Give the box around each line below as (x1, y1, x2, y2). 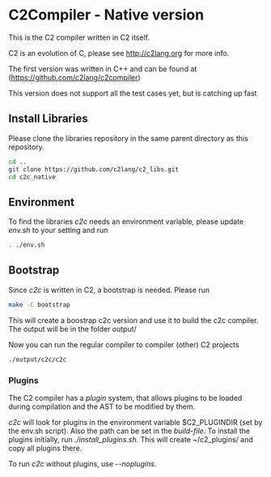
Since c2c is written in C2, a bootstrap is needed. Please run (8, 285, 210, 294)
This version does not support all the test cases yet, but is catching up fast (8, 88, 257, 98)
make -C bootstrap (8, 300, 70, 309)
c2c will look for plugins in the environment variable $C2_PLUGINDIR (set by (8, 417, 263, 427)
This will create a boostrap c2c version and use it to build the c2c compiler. (8, 315, 259, 325)
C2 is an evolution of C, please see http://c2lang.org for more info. (8, 48, 230, 58)
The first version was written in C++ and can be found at (8, 63, 197, 74)
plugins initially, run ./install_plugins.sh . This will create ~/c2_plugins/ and (8, 434, 253, 444)
